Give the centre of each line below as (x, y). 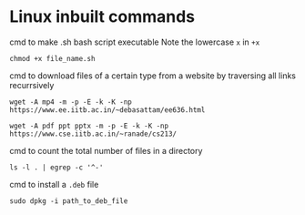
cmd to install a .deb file (54, 184)
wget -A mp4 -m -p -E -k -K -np (71, 102)
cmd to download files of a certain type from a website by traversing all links (152, 76)
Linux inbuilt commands (102, 17)
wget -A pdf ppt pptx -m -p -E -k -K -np (89, 126)
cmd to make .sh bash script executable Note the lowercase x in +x (135, 42)
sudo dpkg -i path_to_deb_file (69, 201)
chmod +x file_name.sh (52, 58)
